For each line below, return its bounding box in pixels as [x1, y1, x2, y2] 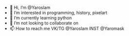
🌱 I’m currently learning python [9, 15, 72, 20]
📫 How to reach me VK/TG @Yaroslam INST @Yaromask [9, 26, 125, 31]
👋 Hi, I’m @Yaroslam [9, 5, 51, 10]
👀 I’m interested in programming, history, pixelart [9, 10, 108, 16]
